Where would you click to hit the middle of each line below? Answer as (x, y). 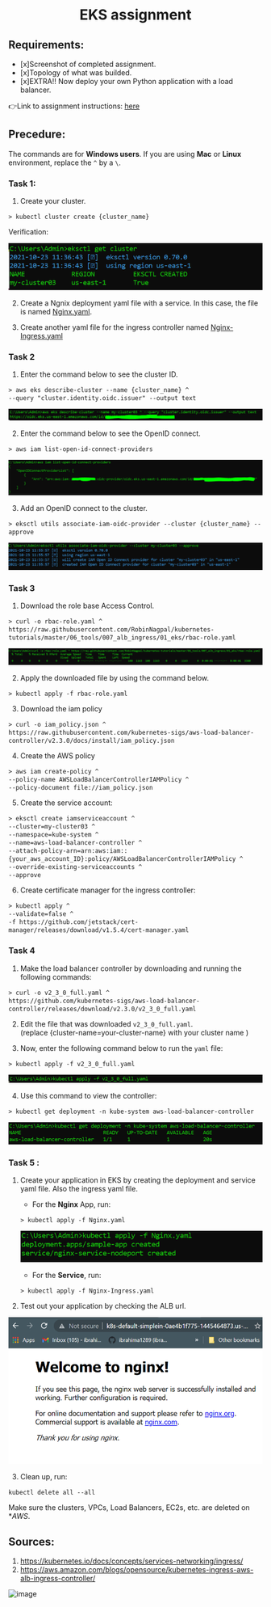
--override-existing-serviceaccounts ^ (75, 867)
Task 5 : (24, 1162)
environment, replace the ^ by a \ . (65, 162)
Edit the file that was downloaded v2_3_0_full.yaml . (106, 1023)
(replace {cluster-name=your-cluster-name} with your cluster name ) (134, 1032)
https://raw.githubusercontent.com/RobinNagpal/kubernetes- (112, 629)
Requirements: (46, 45)
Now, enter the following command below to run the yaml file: (121, 1048)
